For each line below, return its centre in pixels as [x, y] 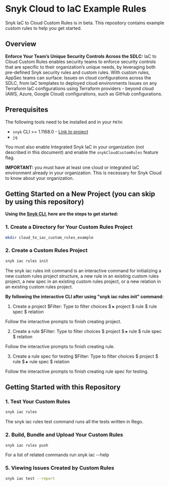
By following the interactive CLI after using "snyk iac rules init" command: [84, 297]
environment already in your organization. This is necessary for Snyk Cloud [83, 173]
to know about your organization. [40, 178]
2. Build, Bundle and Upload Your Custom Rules [64, 435]
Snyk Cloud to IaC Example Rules [76, 9]
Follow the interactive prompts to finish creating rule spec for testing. [77, 371]
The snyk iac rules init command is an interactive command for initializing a [83, 270]
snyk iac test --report [30, 478]
